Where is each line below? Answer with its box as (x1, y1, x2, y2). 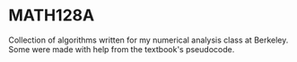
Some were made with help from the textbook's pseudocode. (8, 43, 235, 54)
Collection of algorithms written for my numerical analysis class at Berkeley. (8, 35, 289, 45)
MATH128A (8, 5, 95, 26)
